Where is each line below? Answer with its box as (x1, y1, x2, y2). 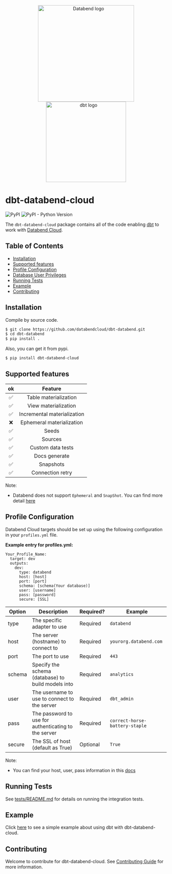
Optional (79, 741, 100, 748)
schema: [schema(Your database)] (18, 583, 91, 588)
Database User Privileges (12, 272, 67, 278)
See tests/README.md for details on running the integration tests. (5, 796, 144, 802)
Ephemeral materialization (20, 418, 83, 426)
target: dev (10, 556, 36, 561)
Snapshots (39, 461, 65, 468)
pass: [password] (18, 592, 56, 597)
